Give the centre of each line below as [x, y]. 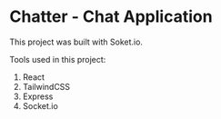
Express [38, 96]
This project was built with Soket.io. [76, 42]
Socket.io [40, 105]
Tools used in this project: [58, 59]
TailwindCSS [46, 86]
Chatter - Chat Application [111, 17]
